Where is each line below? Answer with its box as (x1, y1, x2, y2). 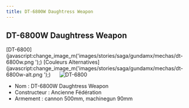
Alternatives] (68, 58, 100, 66)
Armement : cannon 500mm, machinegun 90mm (14, 95, 133, 102)
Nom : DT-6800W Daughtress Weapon (14, 83, 109, 90)
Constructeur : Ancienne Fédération (14, 89, 102, 96)
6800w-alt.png (6, 71, 43, 78)
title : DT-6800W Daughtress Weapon (6, 8, 94, 15)
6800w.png (6, 58, 34, 66)
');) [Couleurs (35, 58, 68, 66)
